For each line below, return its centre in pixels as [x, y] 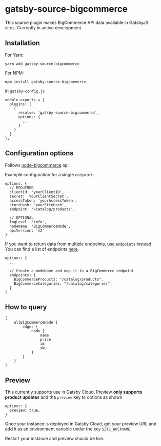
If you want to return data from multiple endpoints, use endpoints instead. [79, 244]
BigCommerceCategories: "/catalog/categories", [63, 284]
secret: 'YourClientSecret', [39, 196]
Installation [22, 43]
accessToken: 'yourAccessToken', [43, 201]
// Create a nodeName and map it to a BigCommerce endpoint [72, 271]
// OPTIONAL [22, 218]
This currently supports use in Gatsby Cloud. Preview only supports [74, 392]
